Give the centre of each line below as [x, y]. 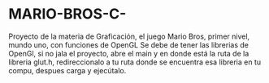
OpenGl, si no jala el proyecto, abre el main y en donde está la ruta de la [129, 53]
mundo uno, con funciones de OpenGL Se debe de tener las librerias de [129, 44]
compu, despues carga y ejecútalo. [67, 70]
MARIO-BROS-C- [67, 14]
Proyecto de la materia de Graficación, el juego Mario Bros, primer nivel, [129, 36]
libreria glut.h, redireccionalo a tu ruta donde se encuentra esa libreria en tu [135, 62]
